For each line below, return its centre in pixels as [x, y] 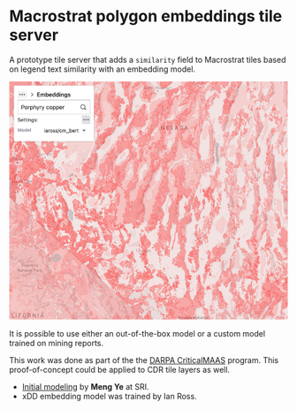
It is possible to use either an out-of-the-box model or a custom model [137, 333]
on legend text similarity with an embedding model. [103, 69]
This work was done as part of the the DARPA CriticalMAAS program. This [144, 360]
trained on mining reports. [57, 343]
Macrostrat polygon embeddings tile [146, 16]
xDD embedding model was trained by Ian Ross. [109, 396]
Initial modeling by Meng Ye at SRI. [85, 386]
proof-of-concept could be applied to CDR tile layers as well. [120, 369]
